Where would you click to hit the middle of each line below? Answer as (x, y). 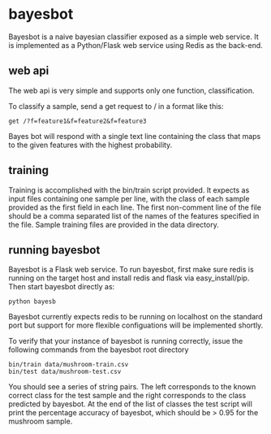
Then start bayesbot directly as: (62, 287)
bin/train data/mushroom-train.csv (69, 365)
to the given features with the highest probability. (90, 145)
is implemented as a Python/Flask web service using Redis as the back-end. (136, 45)
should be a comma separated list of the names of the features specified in (134, 215)
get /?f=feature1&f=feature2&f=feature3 (78, 121)
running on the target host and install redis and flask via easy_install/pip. (129, 278)
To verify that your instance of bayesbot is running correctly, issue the (126, 341)
